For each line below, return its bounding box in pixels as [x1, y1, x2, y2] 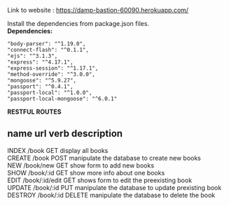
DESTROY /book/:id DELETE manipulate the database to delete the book [7, 191, 216, 199]
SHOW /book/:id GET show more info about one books [7, 168, 165, 177]
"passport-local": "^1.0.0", [7, 89, 92, 96]
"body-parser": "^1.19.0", [7, 41, 86, 47]
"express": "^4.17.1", [7, 59, 74, 66]
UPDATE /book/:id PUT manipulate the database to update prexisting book [7, 183, 222, 191]
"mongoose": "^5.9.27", [7, 77, 77, 84]
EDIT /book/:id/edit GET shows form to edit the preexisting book [7, 176, 193, 184]
